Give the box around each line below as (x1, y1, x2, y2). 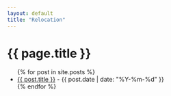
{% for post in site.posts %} (16, 68, 96, 76)
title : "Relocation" (7, 16, 66, 23)
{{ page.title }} (7, 46, 92, 61)
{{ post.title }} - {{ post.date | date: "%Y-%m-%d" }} (16, 76, 164, 84)
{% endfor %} (16, 82, 57, 91)
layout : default (7, 10, 53, 17)
